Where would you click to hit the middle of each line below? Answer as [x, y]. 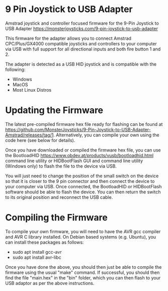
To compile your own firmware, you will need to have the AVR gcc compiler [83, 231]
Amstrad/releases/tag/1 [29, 135]
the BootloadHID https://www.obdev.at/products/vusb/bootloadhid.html [79, 155]
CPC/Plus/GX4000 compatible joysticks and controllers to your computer [81, 43]
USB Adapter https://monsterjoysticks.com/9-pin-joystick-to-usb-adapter [82, 28]
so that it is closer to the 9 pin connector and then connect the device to [80, 181]
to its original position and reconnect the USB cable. [59, 197]
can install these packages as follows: [45, 242]
